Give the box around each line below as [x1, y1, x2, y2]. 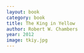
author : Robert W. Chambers [6, 26, 78, 32]
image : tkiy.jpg [6, 37, 48, 43]
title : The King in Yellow [6, 20, 75, 26]
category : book [6, 15, 45, 21]
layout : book [6, 9, 40, 15]
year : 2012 [6, 32, 34, 38]
